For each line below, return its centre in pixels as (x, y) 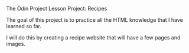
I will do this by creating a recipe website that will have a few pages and (93, 37)
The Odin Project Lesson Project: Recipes (57, 9)
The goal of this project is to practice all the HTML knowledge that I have (94, 20)
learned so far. (24, 26)
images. (16, 44)
